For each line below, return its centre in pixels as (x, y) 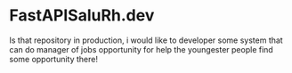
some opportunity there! (53, 59)
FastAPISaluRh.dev (82, 16)
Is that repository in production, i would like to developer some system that (146, 40)
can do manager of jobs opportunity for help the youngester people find (141, 49)
